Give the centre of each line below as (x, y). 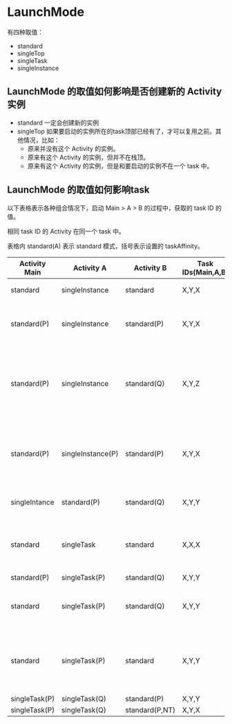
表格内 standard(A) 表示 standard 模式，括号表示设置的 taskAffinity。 (105, 246)
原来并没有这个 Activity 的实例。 (73, 148)
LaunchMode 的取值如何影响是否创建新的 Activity (115, 92)
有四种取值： (25, 32)
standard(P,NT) (151, 709)
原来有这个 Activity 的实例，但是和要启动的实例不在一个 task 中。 (120, 166)
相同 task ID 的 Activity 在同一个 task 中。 (66, 231)
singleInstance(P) (90, 453)
